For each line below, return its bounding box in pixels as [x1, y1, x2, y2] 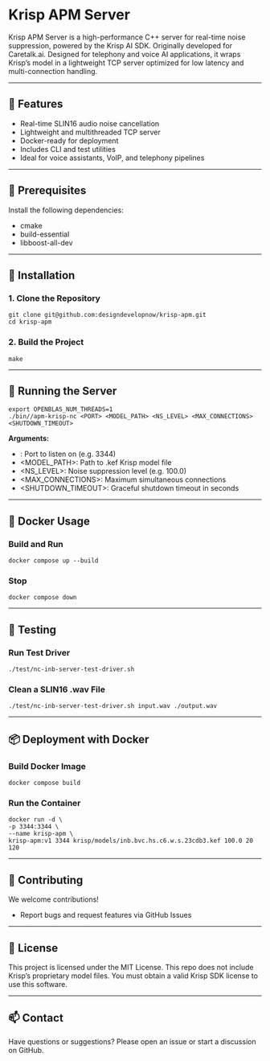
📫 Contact [8, 1011, 64, 1025]
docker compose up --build [8, 557, 99, 565]
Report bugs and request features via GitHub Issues [19, 911, 192, 920]
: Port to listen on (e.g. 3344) [19, 449, 117, 459]
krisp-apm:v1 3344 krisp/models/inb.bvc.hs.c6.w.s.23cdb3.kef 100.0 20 [8, 837, 253, 845]
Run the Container [8, 797, 81, 808]
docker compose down [8, 594, 78, 602]
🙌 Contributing [8, 873, 84, 886]
